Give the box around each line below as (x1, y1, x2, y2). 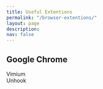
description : (6, 26, 40, 32)
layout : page (6, 20, 40, 26)
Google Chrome (6, 54, 68, 65)
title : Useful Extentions (6, 9, 72, 15)
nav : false (6, 32, 34, 38)
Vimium (6, 70, 26, 77)
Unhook (6, 77, 26, 84)
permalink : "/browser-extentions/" (6, 15, 97, 21)
